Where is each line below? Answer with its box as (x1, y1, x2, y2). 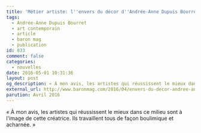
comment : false (6, 53, 44, 59)
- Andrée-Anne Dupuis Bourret (11, 20, 87, 26)
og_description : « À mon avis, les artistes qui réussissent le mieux (6, 81, 186, 87)
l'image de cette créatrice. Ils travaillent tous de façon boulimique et (6, 115, 174, 122)
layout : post (6, 75, 39, 81)
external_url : (6, 86, 42, 92)
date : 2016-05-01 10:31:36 (6, 70, 74, 76)
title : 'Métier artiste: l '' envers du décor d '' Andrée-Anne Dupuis (6, 8, 178, 15)
